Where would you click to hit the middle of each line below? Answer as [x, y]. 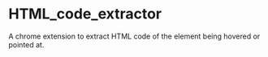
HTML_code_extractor [85, 14]
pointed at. [26, 44]
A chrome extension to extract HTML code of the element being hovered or [134, 36]
